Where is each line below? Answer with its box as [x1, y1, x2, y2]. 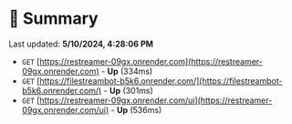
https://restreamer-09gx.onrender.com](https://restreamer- [39, 56, 264, 67]
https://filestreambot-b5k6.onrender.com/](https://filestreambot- [39, 75, 283, 86]
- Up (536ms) [110, 104, 162, 115]
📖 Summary [8, 8, 99, 29]
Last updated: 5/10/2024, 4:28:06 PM [8, 38, 154, 49]
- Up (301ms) [103, 85, 154, 96]
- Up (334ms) [100, 66, 153, 77]
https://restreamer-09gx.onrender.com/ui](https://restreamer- [39, 95, 273, 106]
